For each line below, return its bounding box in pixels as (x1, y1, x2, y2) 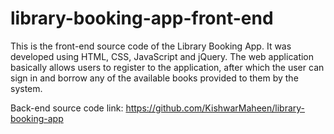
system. (10, 82, 43, 94)
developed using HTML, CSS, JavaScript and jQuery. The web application (10, 50, 315, 62)
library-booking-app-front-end (10, 7, 274, 30)
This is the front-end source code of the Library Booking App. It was (10, 40, 292, 52)
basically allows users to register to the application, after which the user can (10, 61, 325, 73)
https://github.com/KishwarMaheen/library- (125, 102, 306, 114)
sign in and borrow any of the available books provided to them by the (10, 72, 299, 84)
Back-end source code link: (10, 102, 124, 114)
